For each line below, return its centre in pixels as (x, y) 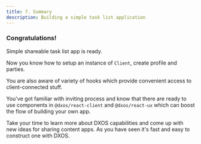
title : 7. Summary (29, 12)
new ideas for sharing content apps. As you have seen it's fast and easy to (98, 129)
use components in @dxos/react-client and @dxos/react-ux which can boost (100, 105)
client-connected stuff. (34, 87)
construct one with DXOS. (38, 136)
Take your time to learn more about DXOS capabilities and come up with (95, 122)
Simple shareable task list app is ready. (54, 51)
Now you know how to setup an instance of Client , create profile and (92, 63)
